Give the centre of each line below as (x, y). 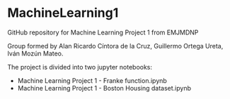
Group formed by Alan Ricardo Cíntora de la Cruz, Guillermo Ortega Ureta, (115, 46)
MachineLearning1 (63, 13)
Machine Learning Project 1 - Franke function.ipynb (92, 80)
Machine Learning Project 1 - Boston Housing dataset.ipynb (104, 88)
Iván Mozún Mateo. (35, 53)
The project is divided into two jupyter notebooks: (80, 67)
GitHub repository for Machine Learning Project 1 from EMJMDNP (103, 32)
